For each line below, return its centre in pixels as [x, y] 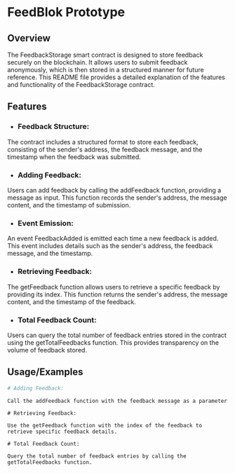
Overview [29, 38]
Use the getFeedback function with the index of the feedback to [105, 426]
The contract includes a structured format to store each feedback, [103, 142]
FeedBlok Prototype [66, 12]
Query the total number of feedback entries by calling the [97, 456]
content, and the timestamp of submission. [69, 205]
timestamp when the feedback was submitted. [74, 157]
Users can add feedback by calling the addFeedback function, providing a [114, 190]
